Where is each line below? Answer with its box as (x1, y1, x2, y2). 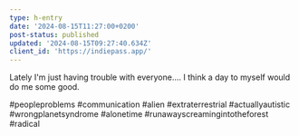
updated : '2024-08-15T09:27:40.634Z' (9, 38, 152, 48)
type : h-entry (9, 13, 63, 23)
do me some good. (9, 82, 80, 92)
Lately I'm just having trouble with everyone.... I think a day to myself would (9, 72, 291, 83)
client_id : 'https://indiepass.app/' (9, 47, 152, 56)
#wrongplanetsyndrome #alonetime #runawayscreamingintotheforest (9, 109, 269, 120)
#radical (9, 119, 41, 130)
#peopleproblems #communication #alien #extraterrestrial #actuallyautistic (9, 99, 291, 110)
